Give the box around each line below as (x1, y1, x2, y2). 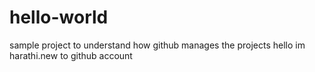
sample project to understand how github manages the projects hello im (9, 39, 306, 51)
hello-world (9, 6, 109, 29)
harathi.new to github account (9, 49, 133, 61)
